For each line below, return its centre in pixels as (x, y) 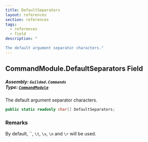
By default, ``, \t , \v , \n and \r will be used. (51, 134)
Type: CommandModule (27, 87)
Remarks (17, 123)
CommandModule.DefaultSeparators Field (74, 69)
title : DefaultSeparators (33, 10)
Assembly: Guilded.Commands (36, 82)
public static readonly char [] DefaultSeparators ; (60, 110)
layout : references (26, 15)
